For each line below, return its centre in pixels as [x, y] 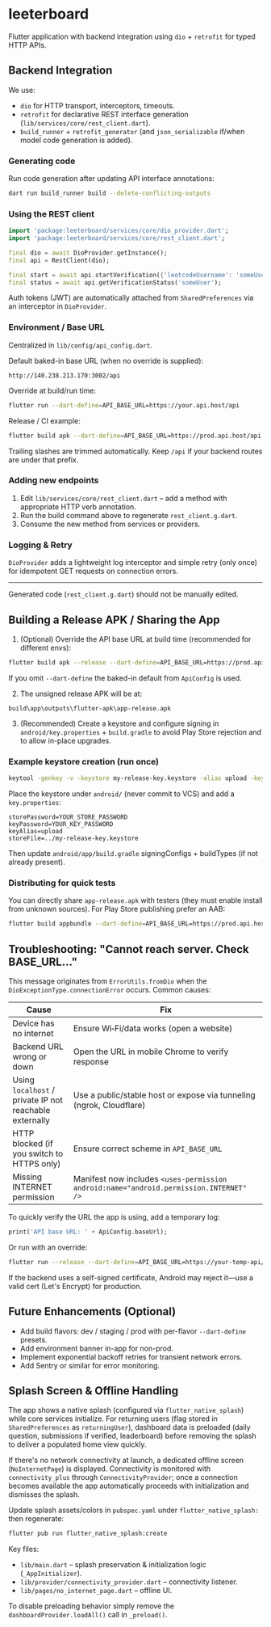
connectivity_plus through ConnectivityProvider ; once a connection [123, 1477]
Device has [33, 1023]
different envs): [45, 647]
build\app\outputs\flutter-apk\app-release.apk [90, 708]
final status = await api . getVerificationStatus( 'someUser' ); [115, 282]
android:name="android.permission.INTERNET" [160, 1188]
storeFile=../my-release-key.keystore [73, 838]
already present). [37, 862]
